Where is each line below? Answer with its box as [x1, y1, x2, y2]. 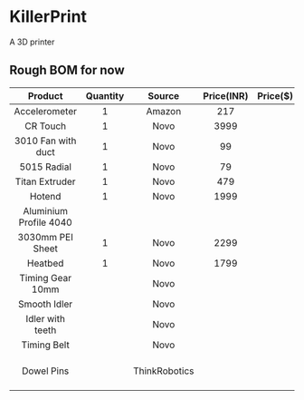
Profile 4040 [18, 216, 72, 229]
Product [27, 89, 63, 102]
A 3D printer [9, 36, 55, 47]
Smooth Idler [17, 298, 73, 310]
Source [147, 89, 180, 102]
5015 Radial [19, 161, 72, 173]
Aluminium [22, 204, 69, 217]
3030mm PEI [17, 230, 74, 243]
